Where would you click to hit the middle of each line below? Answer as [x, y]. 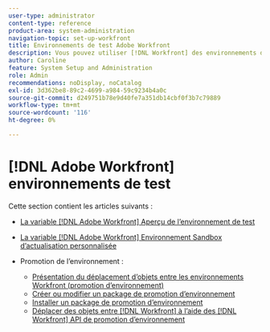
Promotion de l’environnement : [72, 261]
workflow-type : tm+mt [45, 105]
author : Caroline [37, 61]
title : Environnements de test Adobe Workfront [90, 46]
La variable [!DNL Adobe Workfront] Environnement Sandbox [121, 237]
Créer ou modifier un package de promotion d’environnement [133, 294]
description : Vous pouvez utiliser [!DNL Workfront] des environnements [133, 53]
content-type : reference [50, 23]
